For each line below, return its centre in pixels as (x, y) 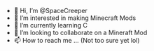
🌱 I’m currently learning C (51, 25)
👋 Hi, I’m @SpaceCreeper (50, 11)
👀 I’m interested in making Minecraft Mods (75, 18)
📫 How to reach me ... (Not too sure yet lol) (77, 40)
